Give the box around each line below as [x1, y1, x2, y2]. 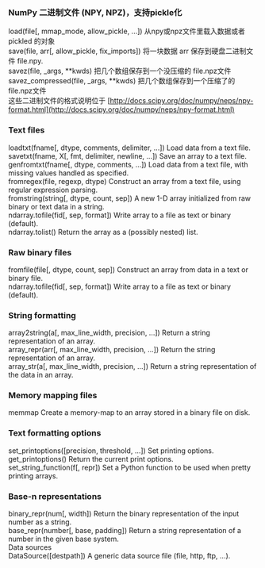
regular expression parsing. [8, 185, 98, 194]
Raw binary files [8, 247, 72, 258]
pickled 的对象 [8, 36, 56, 46]
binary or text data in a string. [8, 201, 105, 211]
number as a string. [8, 517, 72, 527]
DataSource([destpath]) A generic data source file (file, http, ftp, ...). [8, 551, 231, 561]
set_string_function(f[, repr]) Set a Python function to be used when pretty [8, 462, 252, 472]
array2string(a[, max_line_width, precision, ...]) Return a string [8, 328, 210, 338]
